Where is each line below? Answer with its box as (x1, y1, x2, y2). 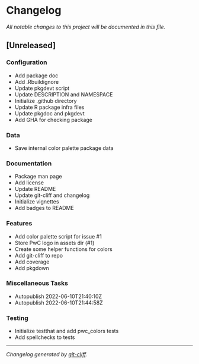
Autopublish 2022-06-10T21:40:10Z (14, 293, 102, 300)
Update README (14, 186, 56, 193)
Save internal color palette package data (14, 144, 114, 152)
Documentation (6, 159, 52, 167)
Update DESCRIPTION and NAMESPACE (14, 90, 113, 98)
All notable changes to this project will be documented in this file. (6, 23, 166, 30)
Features (6, 219, 33, 228)
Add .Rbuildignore (14, 78, 59, 85)
